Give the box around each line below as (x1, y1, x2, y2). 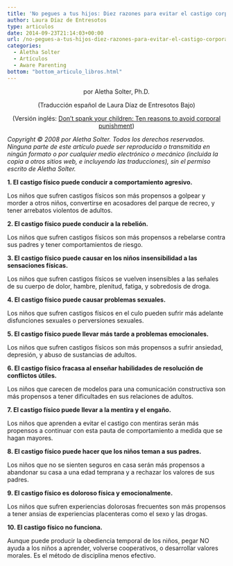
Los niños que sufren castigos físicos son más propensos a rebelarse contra (7, 233, 225, 241)
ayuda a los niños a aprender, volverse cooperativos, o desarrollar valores (7, 544, 218, 552)
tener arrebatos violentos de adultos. (7, 206, 113, 214)
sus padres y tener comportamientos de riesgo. (7, 240, 144, 248)
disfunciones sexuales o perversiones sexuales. (7, 316, 144, 325)
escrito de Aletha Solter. (7, 164, 76, 173)
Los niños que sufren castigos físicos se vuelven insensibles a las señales (7, 275, 219, 283)
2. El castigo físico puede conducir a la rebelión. (7, 219, 148, 228)
